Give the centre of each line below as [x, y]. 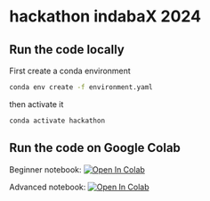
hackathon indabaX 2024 [105, 17]
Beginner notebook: [45, 169]
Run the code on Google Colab [95, 148]
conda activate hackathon [57, 121]
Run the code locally [67, 50]
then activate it [36, 104]
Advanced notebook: [48, 187]
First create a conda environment [70, 71]
